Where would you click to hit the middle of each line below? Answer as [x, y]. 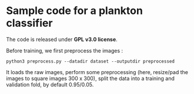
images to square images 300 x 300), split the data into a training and [91, 78]
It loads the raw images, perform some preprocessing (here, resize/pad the [97, 72]
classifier [29, 23]
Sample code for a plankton [74, 11]
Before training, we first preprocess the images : [65, 50]
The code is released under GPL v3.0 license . [62, 39]
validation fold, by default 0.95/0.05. [50, 84]
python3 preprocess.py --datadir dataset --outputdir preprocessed [91, 61]
